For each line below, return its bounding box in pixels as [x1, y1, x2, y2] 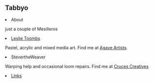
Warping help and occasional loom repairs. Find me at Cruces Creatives [5, 63, 149, 69]
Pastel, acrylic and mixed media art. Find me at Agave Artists [5, 44, 127, 50]
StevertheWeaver [11, 54, 46, 60]
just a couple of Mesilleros [5, 26, 58, 32]
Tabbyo [5, 4, 28, 12]
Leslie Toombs [11, 35, 40, 41]
